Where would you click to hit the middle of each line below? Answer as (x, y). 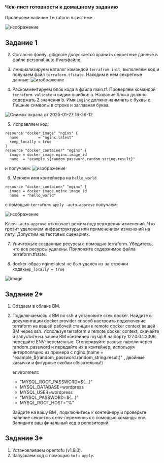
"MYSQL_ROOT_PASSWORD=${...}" (56, 382)
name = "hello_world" (33, 196)
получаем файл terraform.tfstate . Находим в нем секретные (77, 74)
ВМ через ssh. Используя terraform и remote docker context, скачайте (85, 331)
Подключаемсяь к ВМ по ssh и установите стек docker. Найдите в (82, 315)
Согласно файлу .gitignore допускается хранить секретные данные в (85, 55)
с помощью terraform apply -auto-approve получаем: (62, 205)
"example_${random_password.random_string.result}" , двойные (79, 357)
